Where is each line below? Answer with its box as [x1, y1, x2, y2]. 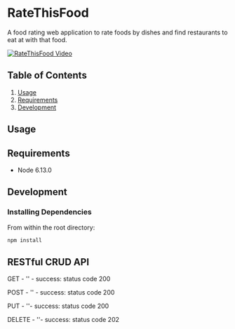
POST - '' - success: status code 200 [7, 288, 115, 297]
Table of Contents [7, 69, 88, 81]
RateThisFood [7, 5, 89, 21]
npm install [7, 236, 42, 243]
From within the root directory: [7, 223, 95, 231]
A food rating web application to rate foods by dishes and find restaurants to [7, 28, 228, 36]
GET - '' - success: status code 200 [7, 275, 111, 283]
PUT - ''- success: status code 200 [7, 302, 109, 310]
